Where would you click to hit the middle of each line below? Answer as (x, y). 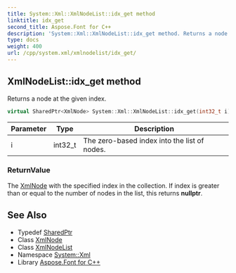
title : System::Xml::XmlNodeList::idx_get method (81, 14)
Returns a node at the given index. (57, 99)
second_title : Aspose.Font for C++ (59, 27)
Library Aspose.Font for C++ (59, 262)
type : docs (23, 40)
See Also (27, 215)
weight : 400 (25, 46)
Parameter (29, 129)
